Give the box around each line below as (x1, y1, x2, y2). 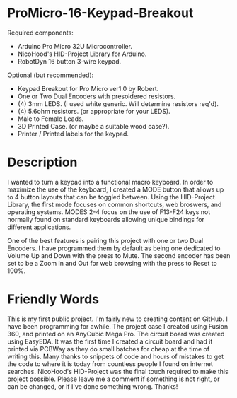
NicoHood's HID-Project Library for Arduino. (17, 49, 147, 58)
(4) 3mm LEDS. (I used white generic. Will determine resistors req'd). (17, 99, 219, 107)
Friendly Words (7, 291, 100, 308)
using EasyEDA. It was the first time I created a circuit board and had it (7, 337, 213, 346)
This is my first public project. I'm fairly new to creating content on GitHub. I (7, 315, 229, 323)
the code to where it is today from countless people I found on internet (7, 359, 214, 368)
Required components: (7, 28, 74, 37)
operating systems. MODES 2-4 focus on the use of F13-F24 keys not (7, 207, 211, 216)
